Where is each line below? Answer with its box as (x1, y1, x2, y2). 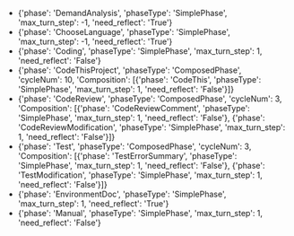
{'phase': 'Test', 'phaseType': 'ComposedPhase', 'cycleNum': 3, (17, 141, 252, 152)
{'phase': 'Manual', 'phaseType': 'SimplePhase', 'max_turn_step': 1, (17, 208, 263, 218)
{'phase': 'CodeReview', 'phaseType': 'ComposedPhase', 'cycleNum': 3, (17, 93, 282, 104)
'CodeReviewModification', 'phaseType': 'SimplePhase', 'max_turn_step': (17, 122, 286, 133)
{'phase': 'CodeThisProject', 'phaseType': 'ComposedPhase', (17, 65, 242, 75)
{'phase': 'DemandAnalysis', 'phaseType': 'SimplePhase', (17, 8, 228, 18)
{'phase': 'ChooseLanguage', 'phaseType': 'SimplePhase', (17, 27, 231, 37)
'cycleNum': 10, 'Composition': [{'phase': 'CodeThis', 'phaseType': (17, 74, 262, 84)
